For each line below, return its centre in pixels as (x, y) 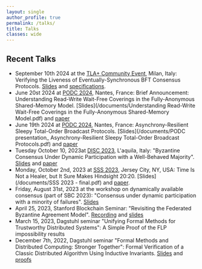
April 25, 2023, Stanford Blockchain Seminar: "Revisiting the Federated (103, 208)
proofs (23, 259)
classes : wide (24, 34)
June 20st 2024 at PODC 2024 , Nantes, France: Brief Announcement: (102, 92)
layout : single (25, 12)
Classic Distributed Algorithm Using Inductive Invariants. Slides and (99, 253)
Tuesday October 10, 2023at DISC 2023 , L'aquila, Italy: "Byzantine (97, 150)
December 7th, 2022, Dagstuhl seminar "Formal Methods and (92, 240)
